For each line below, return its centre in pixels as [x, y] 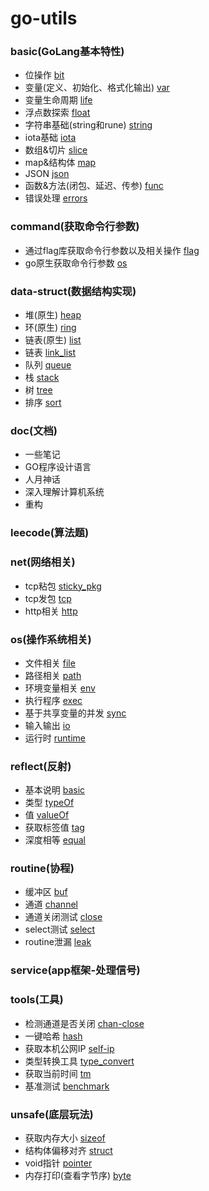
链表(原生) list [53, 340]
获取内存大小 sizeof [65, 1138]
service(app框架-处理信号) [75, 970]
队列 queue [48, 365]
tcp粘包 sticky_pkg [63, 586]
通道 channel [51, 904]
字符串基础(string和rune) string [88, 125]
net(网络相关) [43, 562]
